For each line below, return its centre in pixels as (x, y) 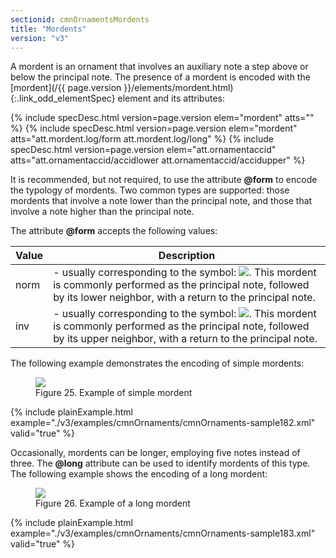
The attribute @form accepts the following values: (114, 231)
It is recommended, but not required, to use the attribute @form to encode (164, 180)
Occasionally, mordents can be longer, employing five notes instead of (155, 453)
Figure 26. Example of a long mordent (113, 503)
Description (187, 256)
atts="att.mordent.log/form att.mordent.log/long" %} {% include (142, 139)
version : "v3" (40, 38)
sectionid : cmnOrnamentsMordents (80, 19)
